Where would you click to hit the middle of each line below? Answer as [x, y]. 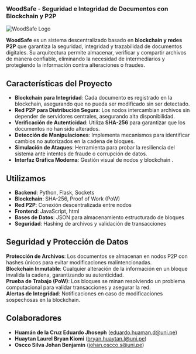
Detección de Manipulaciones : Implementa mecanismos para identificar [102, 135]
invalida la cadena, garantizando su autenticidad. [65, 275]
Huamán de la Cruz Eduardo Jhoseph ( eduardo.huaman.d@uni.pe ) [96, 332]
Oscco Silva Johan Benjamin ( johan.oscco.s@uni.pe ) [79, 345]
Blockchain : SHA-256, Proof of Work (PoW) [67, 199]
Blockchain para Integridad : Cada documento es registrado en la [93, 98]
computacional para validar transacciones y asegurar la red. [78, 287]
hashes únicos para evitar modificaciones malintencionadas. [79, 262]
